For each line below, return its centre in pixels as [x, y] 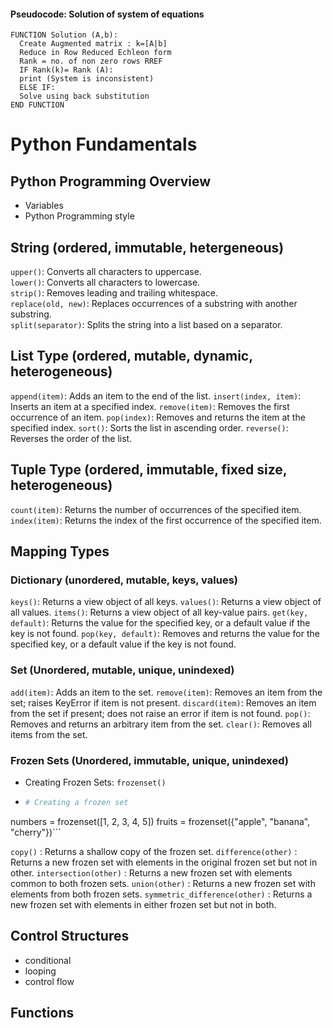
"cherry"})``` [36, 832]
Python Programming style [79, 216]
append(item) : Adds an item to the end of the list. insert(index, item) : [156, 396]
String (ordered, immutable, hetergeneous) [147, 247]
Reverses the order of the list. [71, 438]
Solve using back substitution [84, 96]
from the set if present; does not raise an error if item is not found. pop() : [160, 713]
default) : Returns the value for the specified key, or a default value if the [160, 623]
